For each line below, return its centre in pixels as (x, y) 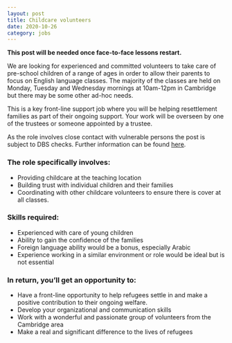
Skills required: (33, 218)
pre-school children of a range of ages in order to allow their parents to (109, 73)
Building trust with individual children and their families (95, 185)
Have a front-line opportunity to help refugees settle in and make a (112, 295)
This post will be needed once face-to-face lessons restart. (95, 53)
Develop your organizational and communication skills (94, 310)
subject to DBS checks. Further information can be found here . (97, 144)
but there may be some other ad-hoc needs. (70, 96)
